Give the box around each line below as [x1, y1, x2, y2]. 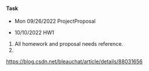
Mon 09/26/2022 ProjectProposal [14, 18, 96, 25]
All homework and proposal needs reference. [14, 40, 124, 48]
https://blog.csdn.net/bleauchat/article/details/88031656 [6, 58, 143, 65]
